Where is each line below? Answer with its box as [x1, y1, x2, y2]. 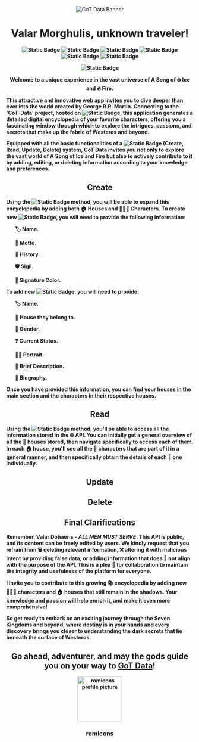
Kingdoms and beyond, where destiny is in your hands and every [6, 621, 170, 628]
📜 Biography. [14, 374, 48, 381]
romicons [86, 729, 114, 738]
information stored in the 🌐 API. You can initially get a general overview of [6, 431, 192, 439]
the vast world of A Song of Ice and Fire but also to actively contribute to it [6, 152, 193, 160]
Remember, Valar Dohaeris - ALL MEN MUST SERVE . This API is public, [6, 533, 184, 541]
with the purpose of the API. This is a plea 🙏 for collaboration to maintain [6, 561, 188, 569]
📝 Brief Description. [14, 362, 65, 370]
